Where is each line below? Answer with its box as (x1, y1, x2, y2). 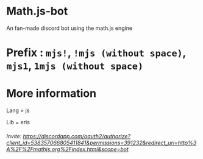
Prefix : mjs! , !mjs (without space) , (6, 46, 186, 60)
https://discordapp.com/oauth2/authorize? (23, 132, 131, 140)
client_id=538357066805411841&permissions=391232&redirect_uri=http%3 (6, 139, 197, 146)
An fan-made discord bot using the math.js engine (6, 24, 133, 32)
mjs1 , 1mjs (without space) (6, 59, 143, 72)
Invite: (6, 132, 22, 140)
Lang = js (6, 107, 30, 114)
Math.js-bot (6, 4, 68, 18)
